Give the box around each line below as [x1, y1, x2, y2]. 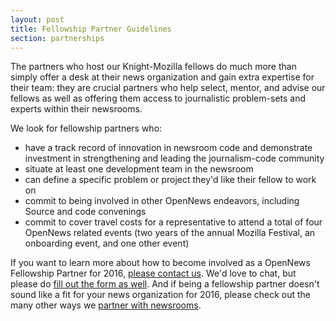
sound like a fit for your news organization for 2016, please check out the [10, 289, 312, 301]
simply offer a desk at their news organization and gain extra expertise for [10, 71, 315, 83]
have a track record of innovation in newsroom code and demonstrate [24, 142, 313, 154]
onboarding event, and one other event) [24, 237, 190, 250]
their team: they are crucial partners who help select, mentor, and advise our [10, 82, 326, 94]
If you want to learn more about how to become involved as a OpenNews [10, 257, 311, 269]
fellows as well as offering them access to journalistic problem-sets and [10, 92, 307, 105]
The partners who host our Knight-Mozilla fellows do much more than [10, 61, 297, 73]
